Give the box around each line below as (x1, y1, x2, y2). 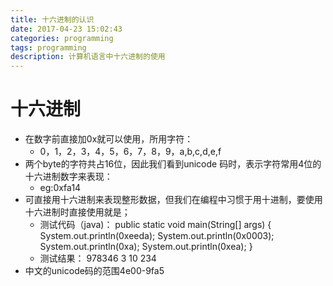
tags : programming (10, 42, 87, 53)
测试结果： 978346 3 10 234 (39, 252, 157, 265)
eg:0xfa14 (39, 182, 82, 194)
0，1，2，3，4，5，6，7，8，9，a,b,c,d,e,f (39, 146, 222, 158)
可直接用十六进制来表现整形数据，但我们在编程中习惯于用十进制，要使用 (24, 194, 323, 206)
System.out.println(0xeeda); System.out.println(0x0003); (39, 230, 275, 242)
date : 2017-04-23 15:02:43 (10, 24, 123, 34)
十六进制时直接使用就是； (24, 206, 131, 218)
